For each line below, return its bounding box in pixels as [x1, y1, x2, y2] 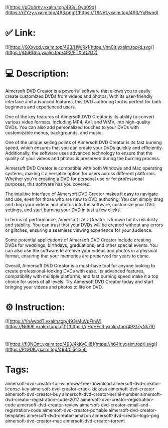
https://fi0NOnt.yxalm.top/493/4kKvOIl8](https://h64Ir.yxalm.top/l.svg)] [10, 341, 157, 347]
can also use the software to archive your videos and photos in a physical [5, 247, 157, 253]
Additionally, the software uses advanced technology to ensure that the [5, 150, 153, 156]
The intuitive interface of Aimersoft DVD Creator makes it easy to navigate [5, 191, 158, 197]
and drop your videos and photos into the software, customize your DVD [5, 201, 155, 207]
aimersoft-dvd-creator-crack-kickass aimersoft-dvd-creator [30, 386, 154, 392]
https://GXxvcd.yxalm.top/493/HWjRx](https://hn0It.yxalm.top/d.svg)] [10, 44, 154, 50]
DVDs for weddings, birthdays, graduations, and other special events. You [5, 242, 158, 248]
